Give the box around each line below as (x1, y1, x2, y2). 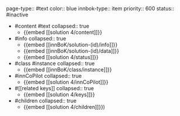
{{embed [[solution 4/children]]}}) (23, 104, 106, 110)
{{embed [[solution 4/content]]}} (23, 29, 103, 36)
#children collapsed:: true (14, 97, 77, 104)
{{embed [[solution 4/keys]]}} (23, 91, 96, 98)
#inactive (6, 11, 29, 18)
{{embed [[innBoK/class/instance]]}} (23, 66, 113, 73)
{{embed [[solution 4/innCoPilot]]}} (23, 79, 108, 86)
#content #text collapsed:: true (14, 23, 90, 29)
